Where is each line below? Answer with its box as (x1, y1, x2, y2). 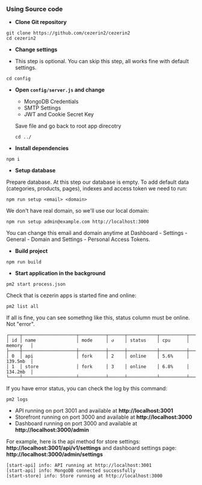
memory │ (6, 343, 34, 349)
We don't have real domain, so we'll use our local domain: (6, 207, 149, 214)
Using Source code (6, 5, 63, 13)
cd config (6, 76, 31, 82)
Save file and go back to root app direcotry (14, 122, 121, 130)
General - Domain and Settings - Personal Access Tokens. (6, 236, 150, 243)
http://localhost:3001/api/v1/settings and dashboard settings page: (6, 445, 177, 452)
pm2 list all (6, 304, 39, 310)
